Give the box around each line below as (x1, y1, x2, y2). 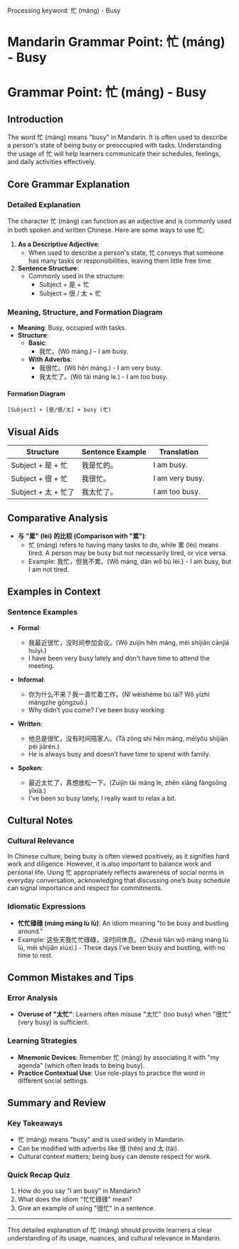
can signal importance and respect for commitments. (7, 884, 163, 892)
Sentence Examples (7, 607, 78, 617)
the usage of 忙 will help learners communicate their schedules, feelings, (7, 149, 221, 158)
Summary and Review (7, 1097, 107, 1109)
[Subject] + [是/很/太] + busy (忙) (7, 406, 112, 414)
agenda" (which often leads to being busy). (17, 1061, 145, 1069)
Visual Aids (7, 425, 59, 438)
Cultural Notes (7, 814, 73, 826)
